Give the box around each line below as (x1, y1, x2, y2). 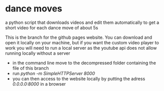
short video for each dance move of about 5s (5, 24, 98, 30)
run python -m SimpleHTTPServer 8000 (12, 70, 95, 76)
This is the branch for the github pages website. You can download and (5, 34, 152, 40)
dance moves (5, 3, 62, 14)
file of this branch (12, 65, 49, 71)
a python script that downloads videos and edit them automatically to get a (5, 19, 159, 25)
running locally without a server (5, 50, 70, 56)
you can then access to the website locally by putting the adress (12, 76, 145, 82)
